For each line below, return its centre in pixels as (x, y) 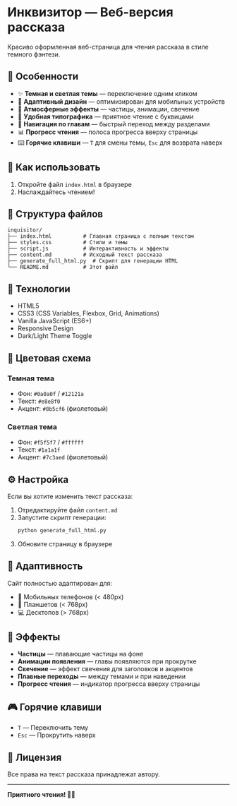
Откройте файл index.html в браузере (74, 184)
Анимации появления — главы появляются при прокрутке (107, 661)
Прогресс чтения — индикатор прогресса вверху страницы (109, 684)
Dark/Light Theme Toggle (55, 336)
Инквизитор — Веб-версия (91, 12)
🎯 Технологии (39, 289)
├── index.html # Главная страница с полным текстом (101, 236)
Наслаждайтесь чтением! (56, 192)
